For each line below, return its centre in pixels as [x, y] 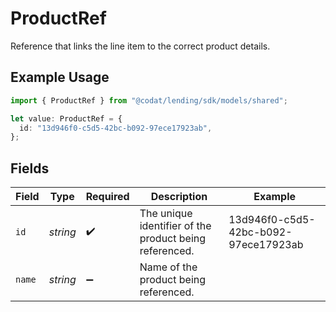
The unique [166, 214]
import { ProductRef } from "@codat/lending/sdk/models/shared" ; [149, 100]
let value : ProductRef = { [66, 118]
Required [107, 197]
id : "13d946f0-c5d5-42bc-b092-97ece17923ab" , [116, 128]
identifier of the [175, 226]
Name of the [168, 267]
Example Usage [60, 77]
